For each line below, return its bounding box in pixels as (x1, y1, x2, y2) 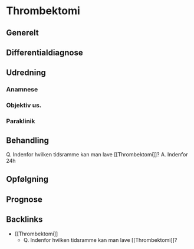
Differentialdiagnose (6, 47, 84, 57)
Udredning (6, 68, 46, 78)
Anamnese (6, 86, 38, 94)
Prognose (6, 194, 43, 204)
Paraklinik (6, 117, 35, 125)
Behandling (6, 135, 49, 145)
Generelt (6, 28, 40, 38)
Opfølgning (6, 174, 49, 184)
